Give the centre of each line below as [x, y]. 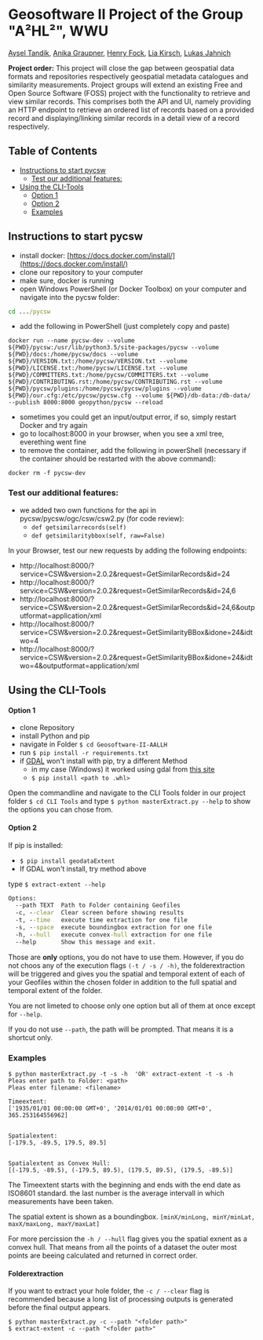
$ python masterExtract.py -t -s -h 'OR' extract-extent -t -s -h [121, 1074]
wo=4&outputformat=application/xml [79, 666]
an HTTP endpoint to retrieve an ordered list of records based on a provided [131, 110]
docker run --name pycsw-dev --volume [71, 341]
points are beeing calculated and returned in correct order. [103, 1255]
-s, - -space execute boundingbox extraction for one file [114, 928]
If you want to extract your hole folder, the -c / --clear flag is [109, 1291]
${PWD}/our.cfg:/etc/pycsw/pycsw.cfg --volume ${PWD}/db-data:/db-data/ [130, 396]
